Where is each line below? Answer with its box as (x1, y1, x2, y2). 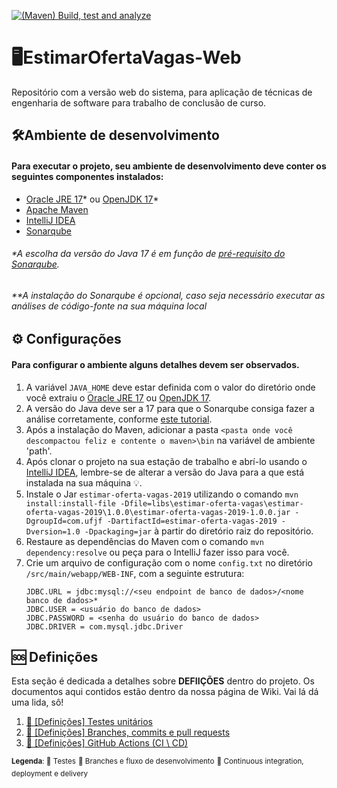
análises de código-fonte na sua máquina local (11, 300, 208, 312)
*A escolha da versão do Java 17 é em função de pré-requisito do (11, 248, 286, 260)
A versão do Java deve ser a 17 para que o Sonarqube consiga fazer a (25, 402, 315, 414)
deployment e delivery (11, 769, 89, 779)
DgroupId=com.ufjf (25, 516, 103, 526)
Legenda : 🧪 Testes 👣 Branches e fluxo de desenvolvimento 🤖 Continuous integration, (11, 756, 304, 767)
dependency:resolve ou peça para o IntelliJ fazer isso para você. (25, 546, 290, 558)
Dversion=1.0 (25, 526, 81, 537)
